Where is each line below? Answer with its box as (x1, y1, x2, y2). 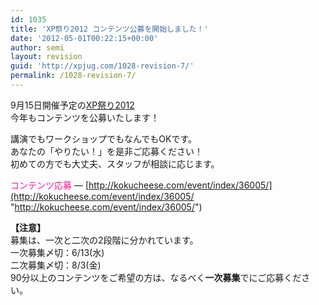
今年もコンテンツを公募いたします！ (10, 111, 160, 123)
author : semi (10, 42, 65, 53)
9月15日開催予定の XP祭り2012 (10, 99, 135, 111)
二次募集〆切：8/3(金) (10, 259, 102, 271)
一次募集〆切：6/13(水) (10, 246, 105, 258)
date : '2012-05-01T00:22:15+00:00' (10, 33, 159, 43)
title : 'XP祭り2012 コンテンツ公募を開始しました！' (10, 24, 209, 34)
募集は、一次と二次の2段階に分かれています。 (10, 234, 199, 246)
